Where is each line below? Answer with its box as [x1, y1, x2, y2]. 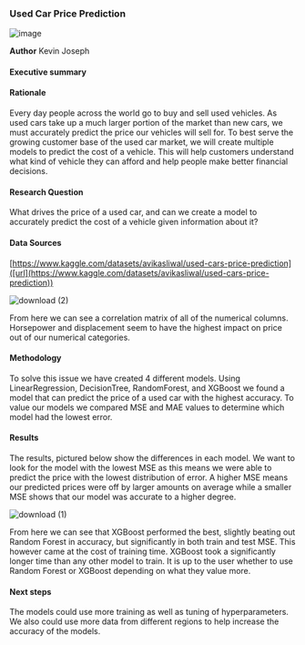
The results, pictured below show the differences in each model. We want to [9, 452, 296, 463]
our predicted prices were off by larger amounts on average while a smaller [9, 481, 292, 492]
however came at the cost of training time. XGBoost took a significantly [9, 546, 276, 557]
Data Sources [9, 237, 62, 248]
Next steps [9, 586, 52, 597]
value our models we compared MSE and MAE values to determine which [9, 402, 285, 413]
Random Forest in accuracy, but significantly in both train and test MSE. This [9, 536, 296, 547]
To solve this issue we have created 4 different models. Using [9, 373, 241, 384]
